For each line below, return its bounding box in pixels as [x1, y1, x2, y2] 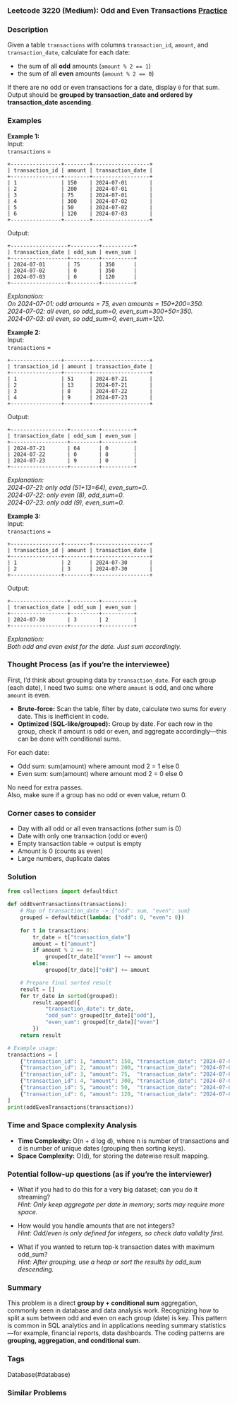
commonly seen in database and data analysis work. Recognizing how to [7, 1306, 219, 1315]
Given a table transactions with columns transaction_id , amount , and [7, 41, 209, 49]
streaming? [17, 1193, 51, 1202]
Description [7, 24, 49, 34]
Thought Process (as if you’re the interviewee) [7, 659, 171, 669]
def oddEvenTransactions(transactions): [7, 900, 128, 908]
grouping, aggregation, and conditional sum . [7, 1337, 141, 1345]
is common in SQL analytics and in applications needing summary [7, 1321, 199, 1330]
